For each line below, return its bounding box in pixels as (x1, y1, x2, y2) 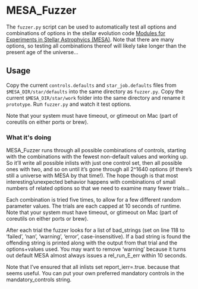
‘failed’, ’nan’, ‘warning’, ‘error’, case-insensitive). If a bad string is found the (6, 233, 191, 240)
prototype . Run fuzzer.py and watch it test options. (6, 100, 132, 108)
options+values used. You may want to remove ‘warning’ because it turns (6, 246, 186, 253)
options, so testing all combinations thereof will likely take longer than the (6, 42, 186, 49)
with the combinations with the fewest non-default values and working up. (6, 153, 188, 161)
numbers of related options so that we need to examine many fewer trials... (6, 185, 190, 192)
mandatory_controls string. (6, 276, 72, 283)
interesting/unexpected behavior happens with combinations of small (6, 178, 176, 186)
